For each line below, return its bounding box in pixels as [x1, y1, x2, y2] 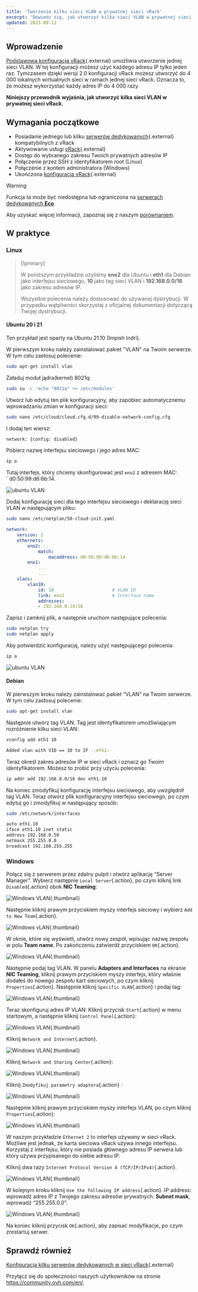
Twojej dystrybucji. [20, 307, 67, 315]
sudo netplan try [6, 626, 49, 632]
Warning [6, 182, 27, 189]
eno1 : [27, 559, 41, 565]
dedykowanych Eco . [6, 200, 56, 207]
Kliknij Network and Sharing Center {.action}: [6, 1058, 113, 1066]
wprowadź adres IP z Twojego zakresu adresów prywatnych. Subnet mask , [6, 1193, 190, 1200]
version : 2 [17, 532, 44, 538]
